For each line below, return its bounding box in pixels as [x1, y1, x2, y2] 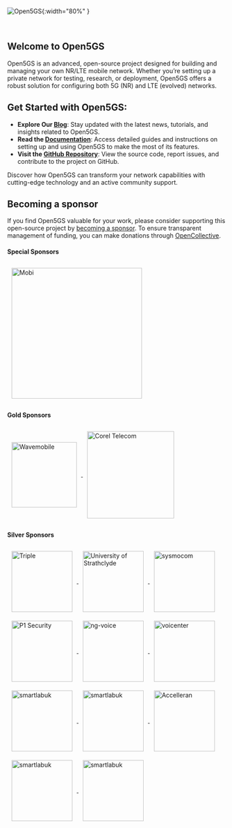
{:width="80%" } [41, 7, 90, 15]
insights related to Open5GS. [17, 128, 100, 136]
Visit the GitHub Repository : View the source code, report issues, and [17, 150, 219, 158]
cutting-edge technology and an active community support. [7, 178, 179, 186]
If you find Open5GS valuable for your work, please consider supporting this [7, 217, 226, 225]
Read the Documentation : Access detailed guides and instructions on [17, 135, 218, 143]
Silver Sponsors [7, 530, 54, 539]
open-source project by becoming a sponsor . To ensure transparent [7, 224, 201, 233]
